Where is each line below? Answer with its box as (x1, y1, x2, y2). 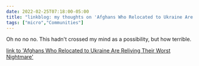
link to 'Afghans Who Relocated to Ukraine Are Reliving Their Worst (6, 47, 171, 54)
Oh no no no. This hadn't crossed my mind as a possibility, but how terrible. (6, 36, 192, 43)
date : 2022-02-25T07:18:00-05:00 (6, 8, 89, 15)
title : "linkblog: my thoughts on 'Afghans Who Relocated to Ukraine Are (6, 14, 194, 20)
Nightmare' (6, 54, 34, 61)
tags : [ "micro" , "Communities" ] (6, 19, 84, 25)
